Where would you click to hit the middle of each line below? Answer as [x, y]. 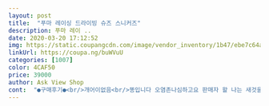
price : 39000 [30, 75]
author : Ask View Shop [46, 82]
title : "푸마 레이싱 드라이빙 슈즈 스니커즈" [75, 23]
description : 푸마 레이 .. [50, 30]
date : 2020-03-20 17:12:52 [53, 38]
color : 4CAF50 [32, 68]
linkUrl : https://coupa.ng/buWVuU [66, 53]
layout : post [30, 16]
